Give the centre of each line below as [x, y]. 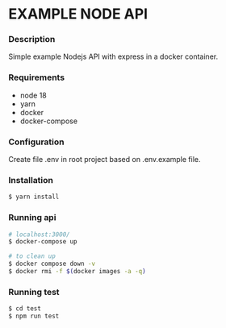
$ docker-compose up [43, 242]
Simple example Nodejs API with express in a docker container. [113, 56]
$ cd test [25, 309]
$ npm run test [34, 316]
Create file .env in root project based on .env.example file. [105, 160]
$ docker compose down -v [52, 264]
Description [32, 39]
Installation [31, 180]
